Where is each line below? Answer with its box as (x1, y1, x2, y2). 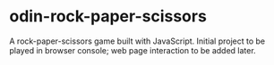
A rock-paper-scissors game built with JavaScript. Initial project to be (9, 36, 266, 46)
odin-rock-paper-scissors (9, 6, 208, 27)
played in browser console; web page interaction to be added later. (9, 45, 257, 55)
